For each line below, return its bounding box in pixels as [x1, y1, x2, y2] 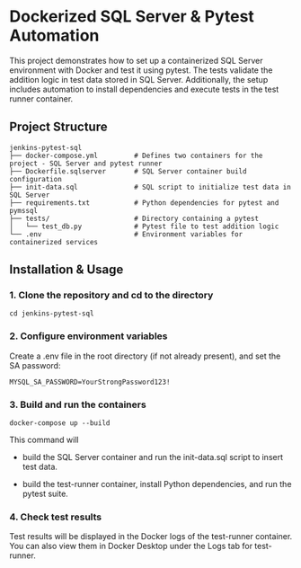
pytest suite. [22, 488, 69, 500]
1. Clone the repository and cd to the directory [9, 289, 214, 302]
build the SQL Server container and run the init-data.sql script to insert [22, 452, 283, 463]
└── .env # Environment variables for [9, 229, 243, 239]
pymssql [9, 206, 39, 215]
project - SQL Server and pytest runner [9, 159, 164, 168]
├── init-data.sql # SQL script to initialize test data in [9, 182, 292, 191]
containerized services [9, 237, 99, 246]
